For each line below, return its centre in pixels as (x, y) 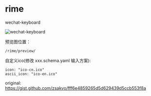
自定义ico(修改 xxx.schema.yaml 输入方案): (48, 60)
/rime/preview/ (20, 51)
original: (13, 83)
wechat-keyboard (23, 22)
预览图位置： (18, 42)
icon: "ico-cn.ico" (25, 70)
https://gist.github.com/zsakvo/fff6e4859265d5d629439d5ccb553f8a (76, 88)
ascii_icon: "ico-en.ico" (31, 74)
